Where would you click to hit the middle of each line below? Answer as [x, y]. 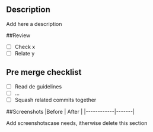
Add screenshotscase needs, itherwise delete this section [77, 123]
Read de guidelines [38, 86]
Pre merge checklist [44, 72]
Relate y [25, 53]
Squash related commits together [55, 100]
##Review [18, 35]
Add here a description [34, 24]
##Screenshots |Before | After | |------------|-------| [71, 111]
